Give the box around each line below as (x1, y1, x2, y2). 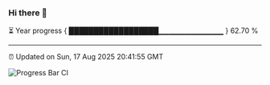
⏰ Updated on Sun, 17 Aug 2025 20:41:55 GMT (8, 52, 164, 62)
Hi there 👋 (8, 7, 48, 18)
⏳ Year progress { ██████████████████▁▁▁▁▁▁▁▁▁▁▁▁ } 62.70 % (8, 26, 259, 35)
